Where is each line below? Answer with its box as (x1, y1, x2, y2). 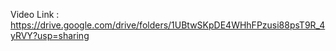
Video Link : (10, 9, 60, 20)
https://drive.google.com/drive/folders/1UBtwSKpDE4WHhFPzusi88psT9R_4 (10, 19, 326, 31)
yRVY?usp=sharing (10, 30, 90, 41)
